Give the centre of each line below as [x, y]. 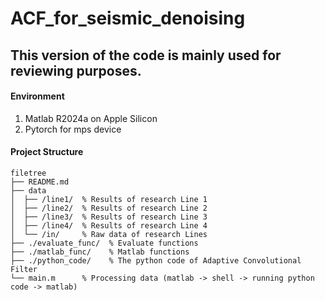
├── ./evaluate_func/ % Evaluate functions [104, 243]
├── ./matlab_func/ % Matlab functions [100, 252]
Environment [37, 96]
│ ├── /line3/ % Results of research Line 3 [109, 217]
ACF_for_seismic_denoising [128, 18]
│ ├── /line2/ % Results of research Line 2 [109, 208]
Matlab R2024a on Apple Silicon [91, 118]
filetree [28, 173]
